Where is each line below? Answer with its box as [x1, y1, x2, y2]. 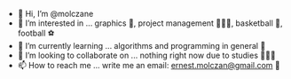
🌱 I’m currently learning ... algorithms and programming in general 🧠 [17, 41, 266, 51]
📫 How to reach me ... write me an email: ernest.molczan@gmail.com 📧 [17, 60, 281, 70]
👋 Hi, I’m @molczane [17, 9, 94, 19]
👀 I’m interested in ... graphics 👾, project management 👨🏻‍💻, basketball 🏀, [17, 18, 283, 28]
